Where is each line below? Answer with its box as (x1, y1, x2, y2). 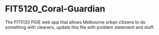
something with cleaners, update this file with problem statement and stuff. (5, 24, 155, 30)
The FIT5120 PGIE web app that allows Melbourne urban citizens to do (5, 19, 146, 25)
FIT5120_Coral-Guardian (5, 3, 106, 14)
